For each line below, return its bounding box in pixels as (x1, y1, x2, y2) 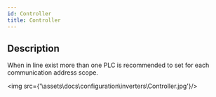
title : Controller (7, 17, 61, 24)
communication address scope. (7, 68, 98, 77)
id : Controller (7, 10, 52, 17)
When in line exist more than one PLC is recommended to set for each (7, 61, 210, 70)
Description (7, 43, 60, 54)
